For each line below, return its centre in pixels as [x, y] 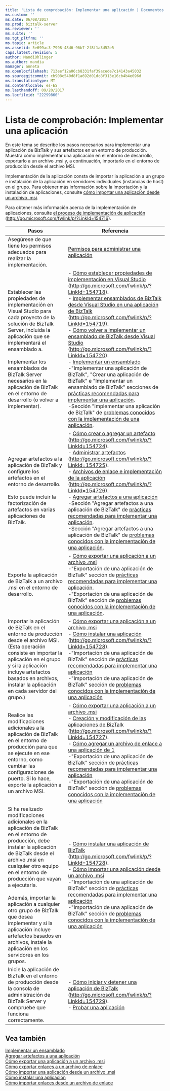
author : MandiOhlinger [29, 57]
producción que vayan [34, 879]
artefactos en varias [32, 509]
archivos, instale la [30, 942]
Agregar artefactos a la [35, 459]
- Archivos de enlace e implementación [115, 471]
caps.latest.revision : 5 [31, 52]
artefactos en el [27, 478]
